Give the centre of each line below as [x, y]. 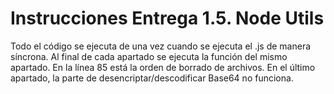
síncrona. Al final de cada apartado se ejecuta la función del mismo [149, 56]
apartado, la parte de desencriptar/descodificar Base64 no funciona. [152, 78]
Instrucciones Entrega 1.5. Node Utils [167, 18]
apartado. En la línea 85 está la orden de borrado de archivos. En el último [163, 67]
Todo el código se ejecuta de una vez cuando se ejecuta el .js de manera [161, 46]
